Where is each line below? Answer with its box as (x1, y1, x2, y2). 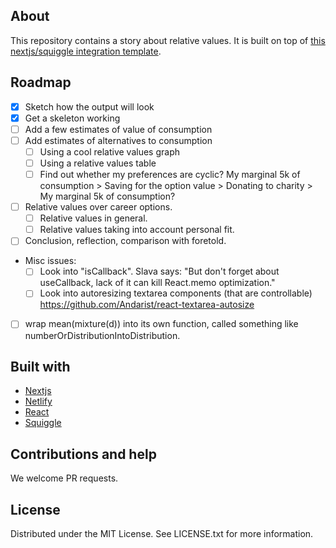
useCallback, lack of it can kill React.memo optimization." (39, 277, 276, 289)
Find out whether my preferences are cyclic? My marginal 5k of (39, 169, 301, 180)
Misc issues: (24, 255, 77, 267)
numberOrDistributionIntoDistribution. (24, 329, 181, 341)
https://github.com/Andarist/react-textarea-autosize (39, 299, 255, 311)
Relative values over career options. (24, 201, 173, 213)
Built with (10, 358, 71, 375)
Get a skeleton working (24, 112, 121, 124)
